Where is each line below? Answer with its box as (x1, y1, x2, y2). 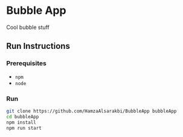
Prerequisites (6, 59, 47, 68)
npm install (6, 119, 36, 126)
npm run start (6, 125, 42, 131)
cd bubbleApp (6, 113, 39, 119)
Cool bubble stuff (6, 24, 50, 31)
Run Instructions (6, 41, 71, 51)
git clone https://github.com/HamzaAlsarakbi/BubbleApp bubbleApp (6, 108, 177, 114)
